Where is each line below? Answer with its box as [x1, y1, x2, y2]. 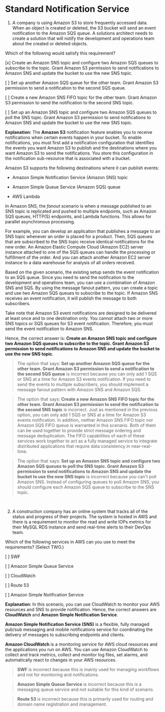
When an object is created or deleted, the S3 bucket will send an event [12, 25, 156, 31]
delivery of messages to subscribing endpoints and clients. [5, 631, 125, 638]
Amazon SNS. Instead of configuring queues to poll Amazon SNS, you [17, 479, 159, 485]
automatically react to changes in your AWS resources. [5, 657, 117, 663]
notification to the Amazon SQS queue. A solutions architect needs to [12, 30, 153, 36]
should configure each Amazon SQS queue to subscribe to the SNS [17, 484, 154, 490]
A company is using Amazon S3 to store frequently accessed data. [12, 20, 148, 26]
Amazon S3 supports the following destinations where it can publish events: [5, 165, 159, 171]
